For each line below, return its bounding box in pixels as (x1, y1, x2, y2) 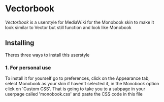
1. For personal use (5, 64, 51, 71)
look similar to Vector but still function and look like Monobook (5, 24, 131, 30)
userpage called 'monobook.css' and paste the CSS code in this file (5, 91, 143, 97)
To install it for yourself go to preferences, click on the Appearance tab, (5, 75, 150, 81)
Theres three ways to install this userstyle (5, 52, 90, 58)
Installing (5, 39, 34, 47)
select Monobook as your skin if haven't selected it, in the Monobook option (5, 81, 159, 87)
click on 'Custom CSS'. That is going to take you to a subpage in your (5, 86, 146, 92)
